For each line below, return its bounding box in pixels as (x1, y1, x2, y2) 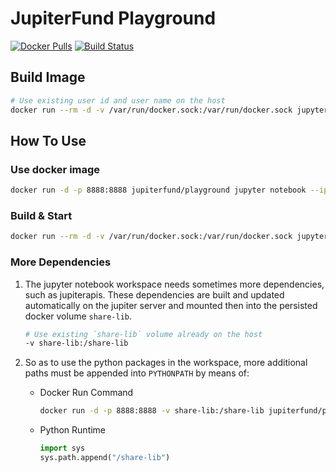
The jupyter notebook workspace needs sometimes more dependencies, (24, 278, 325, 290)
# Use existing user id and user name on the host (10, 95, 226, 106)
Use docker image (10, 162, 101, 176)
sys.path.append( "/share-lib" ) (39, 453, 171, 463)
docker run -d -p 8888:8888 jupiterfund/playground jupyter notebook (10, 185, 307, 196)
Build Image (10, 69, 86, 86)
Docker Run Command (39, 387, 134, 399)
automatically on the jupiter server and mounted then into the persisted (24, 299, 318, 311)
